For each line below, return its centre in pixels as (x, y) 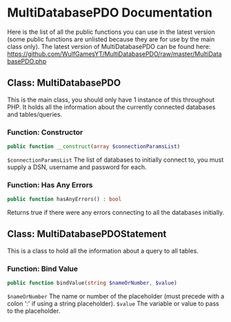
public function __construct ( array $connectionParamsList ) (94, 146)
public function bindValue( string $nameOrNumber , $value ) (92, 283)
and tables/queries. (35, 114)
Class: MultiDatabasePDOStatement (87, 234)
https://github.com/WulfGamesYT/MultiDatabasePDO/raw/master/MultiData (114, 54)
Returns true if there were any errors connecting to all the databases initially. (116, 213)
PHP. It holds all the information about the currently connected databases (111, 107)
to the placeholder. (34, 311)
